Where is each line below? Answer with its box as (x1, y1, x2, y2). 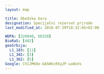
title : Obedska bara (5, 16, 47, 21)
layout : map (5, 7, 29, 12)
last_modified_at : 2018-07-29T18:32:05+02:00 (5, 25, 99, 30)
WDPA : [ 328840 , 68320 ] (5, 34, 51, 39)
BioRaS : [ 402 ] (5, 39, 34, 44)
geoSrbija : (5, 43, 27, 48)
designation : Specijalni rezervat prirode (5, 21, 93, 25)
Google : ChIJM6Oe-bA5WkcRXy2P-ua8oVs (5, 61, 82, 66)
